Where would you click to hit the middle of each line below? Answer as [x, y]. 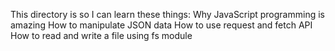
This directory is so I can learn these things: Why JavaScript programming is [167, 14]
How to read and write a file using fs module [101, 35]
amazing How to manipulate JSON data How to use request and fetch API [161, 25]
